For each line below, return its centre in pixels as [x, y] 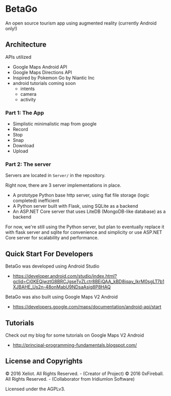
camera [28, 94]
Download [23, 146]
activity [28, 99]
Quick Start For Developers [49, 254]
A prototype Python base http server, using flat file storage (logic [81, 195]
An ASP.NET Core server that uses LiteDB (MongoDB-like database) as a [89, 212]
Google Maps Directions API [42, 72]
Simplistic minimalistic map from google [55, 124]
